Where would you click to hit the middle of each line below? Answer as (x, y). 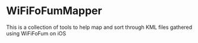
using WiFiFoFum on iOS (36, 33)
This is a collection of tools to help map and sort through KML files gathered (99, 27)
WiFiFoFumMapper (54, 11)
